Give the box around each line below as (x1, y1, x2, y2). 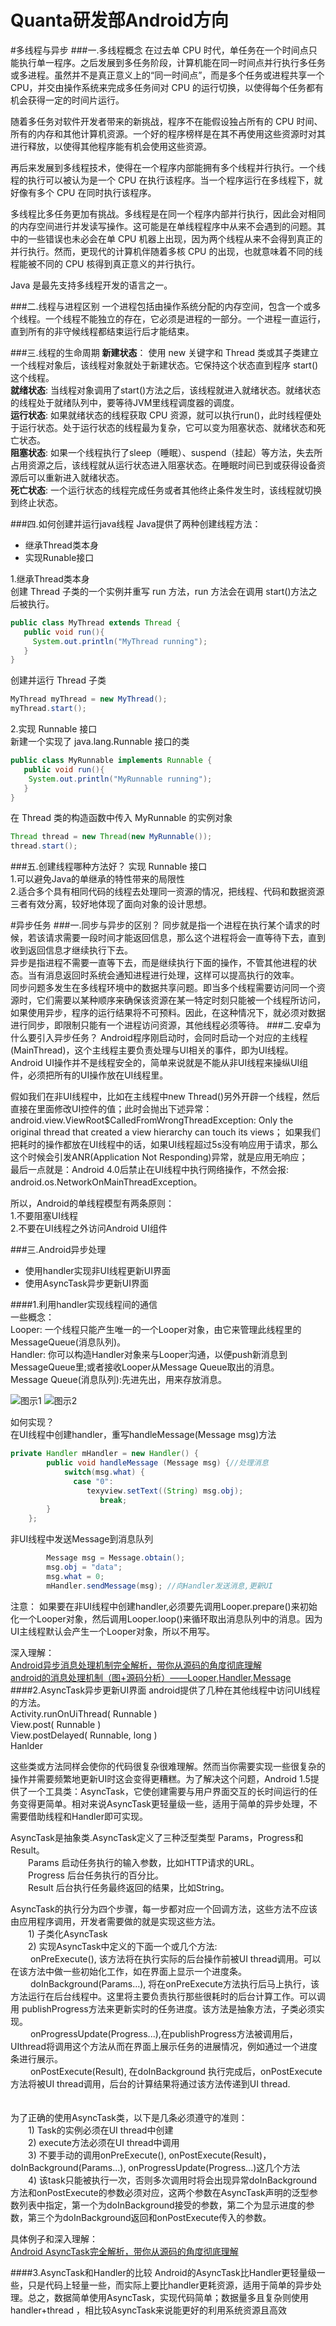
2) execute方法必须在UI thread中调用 (27, 2136, 180, 2148)
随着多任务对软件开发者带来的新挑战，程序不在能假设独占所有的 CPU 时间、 (10, 115, 323, 127)
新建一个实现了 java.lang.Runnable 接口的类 (10, 736, 190, 748)
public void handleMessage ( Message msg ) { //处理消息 (46, 1458, 269, 1468)
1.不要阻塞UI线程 (10, 1210, 78, 1222)
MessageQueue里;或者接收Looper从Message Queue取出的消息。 (10, 1361, 280, 1373)
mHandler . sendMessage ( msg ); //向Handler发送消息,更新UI (46, 1581, 273, 1591)
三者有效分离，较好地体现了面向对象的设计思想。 (10, 898, 212, 910)
